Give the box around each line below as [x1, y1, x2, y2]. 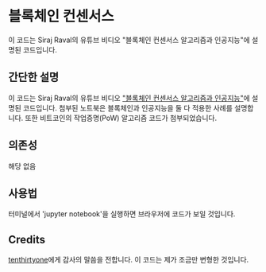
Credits [8, 232, 46, 247]
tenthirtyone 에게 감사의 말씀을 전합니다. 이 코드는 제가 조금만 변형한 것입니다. [8, 255, 249, 265]
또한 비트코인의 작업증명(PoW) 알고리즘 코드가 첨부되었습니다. [25, 113, 218, 122]
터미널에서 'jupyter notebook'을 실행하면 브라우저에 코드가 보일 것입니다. [8, 209, 236, 219]
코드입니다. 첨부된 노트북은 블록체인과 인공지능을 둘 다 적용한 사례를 [22, 103, 233, 112]
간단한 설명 [8, 71, 60, 84]
